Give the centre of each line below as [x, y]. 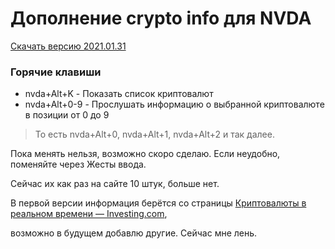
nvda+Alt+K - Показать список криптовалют [119, 94]
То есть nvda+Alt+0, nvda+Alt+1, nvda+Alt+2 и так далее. [154, 134]
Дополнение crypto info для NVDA [161, 18]
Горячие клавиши [56, 72]
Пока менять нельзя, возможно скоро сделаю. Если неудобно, [145, 154]
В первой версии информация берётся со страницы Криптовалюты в [158, 203]
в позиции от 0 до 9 [67, 115]
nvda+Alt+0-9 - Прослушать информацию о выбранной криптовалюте [174, 104]
